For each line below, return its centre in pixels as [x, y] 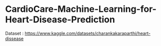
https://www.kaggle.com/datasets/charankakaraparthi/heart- [88, 33]
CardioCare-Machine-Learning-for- [81, 9]
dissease [14, 39]
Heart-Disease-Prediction [60, 20]
